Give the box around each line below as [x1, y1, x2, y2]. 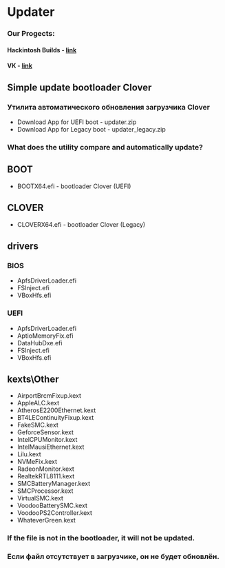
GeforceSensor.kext [17, 428, 74, 436]
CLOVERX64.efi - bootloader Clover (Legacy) [17, 220, 146, 228]
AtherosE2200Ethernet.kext [17, 406, 96, 414]
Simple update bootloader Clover [7, 81, 152, 93]
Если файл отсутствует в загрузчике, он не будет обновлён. [7, 552, 220, 562]
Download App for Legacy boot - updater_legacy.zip [17, 125, 167, 133]
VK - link [7, 61, 33, 70]
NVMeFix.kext [17, 458, 57, 466]
